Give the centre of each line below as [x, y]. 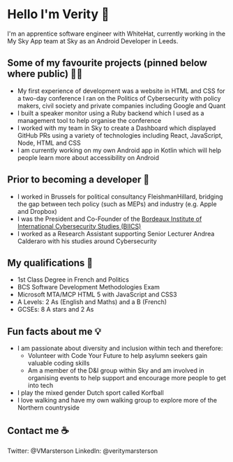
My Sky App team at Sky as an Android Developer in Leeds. [93, 41]
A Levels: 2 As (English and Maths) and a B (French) [92, 302]
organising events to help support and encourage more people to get [127, 378]
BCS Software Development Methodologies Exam [89, 287]
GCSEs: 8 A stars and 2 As [55, 310]
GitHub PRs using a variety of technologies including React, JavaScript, [120, 135]
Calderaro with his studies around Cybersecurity [87, 241]
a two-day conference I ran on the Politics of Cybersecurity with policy [119, 98]
